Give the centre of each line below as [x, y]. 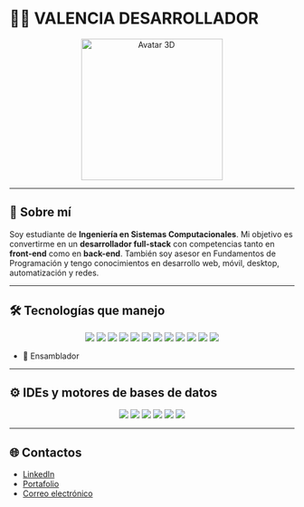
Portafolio [41, 484]
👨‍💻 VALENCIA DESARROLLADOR [134, 19]
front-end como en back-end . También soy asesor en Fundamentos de [142, 253]
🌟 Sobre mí [41, 212]
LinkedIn [38, 474]
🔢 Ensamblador [51, 356]
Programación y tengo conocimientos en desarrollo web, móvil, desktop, [145, 263]
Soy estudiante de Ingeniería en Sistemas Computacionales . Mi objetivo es [151, 234]
